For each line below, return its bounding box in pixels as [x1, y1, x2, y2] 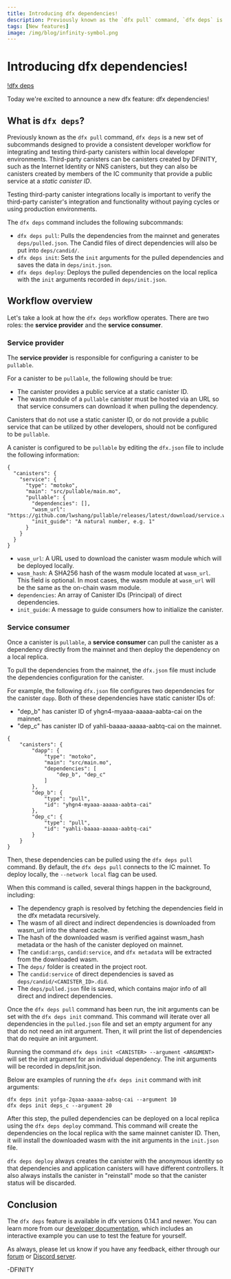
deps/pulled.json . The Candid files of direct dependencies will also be [16, 239, 218, 247]
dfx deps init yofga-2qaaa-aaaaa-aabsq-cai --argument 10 [7, 1096, 177, 1104]
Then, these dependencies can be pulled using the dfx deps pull [7, 855, 192, 864]
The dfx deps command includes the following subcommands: [7, 218, 184, 226]
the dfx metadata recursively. [16, 912, 100, 920]
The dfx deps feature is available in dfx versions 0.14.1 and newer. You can [7, 1217, 217, 1225]
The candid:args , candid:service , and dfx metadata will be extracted [16, 948, 212, 956]
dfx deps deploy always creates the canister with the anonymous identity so [7, 1157, 223, 1166]
